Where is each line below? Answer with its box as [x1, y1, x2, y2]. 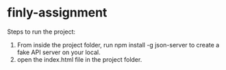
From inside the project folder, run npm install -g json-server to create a [16, 40, 220, 49]
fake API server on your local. [16, 48, 101, 56]
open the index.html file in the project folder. [16, 55, 142, 63]
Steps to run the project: [7, 27, 76, 36]
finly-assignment [7, 5, 108, 21]
